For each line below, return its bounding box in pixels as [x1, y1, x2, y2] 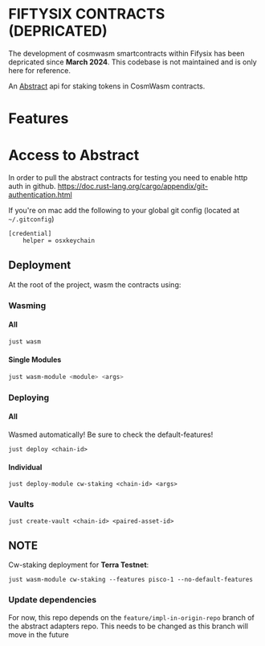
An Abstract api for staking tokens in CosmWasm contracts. [8, 81, 206, 91]
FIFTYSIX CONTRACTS [8, 5, 165, 23]
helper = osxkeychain [22, 237, 95, 245]
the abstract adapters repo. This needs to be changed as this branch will [8, 621, 249, 631]
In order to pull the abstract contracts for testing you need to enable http [8, 173, 248, 183]
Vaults [8, 499, 35, 510]
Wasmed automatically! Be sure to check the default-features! [8, 430, 214, 439]
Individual [8, 462, 43, 471]
